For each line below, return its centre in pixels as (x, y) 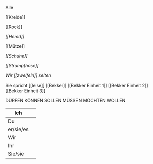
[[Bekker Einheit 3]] (25, 91)
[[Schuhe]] (16, 56)
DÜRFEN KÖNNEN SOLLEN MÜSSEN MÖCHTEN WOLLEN (65, 100)
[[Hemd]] (15, 36)
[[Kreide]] (15, 17)
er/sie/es (18, 129)
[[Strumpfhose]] (22, 66)
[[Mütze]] (15, 46)
